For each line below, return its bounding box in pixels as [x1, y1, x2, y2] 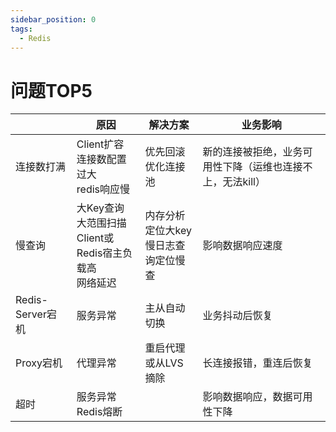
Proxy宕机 [15, 356, 63, 370]
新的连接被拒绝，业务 [202, 145, 303, 159]
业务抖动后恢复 [202, 309, 273, 323]
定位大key [144, 224, 192, 238]
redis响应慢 [76, 182, 131, 196]
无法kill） [222, 175, 266, 189]
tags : [10, 24, 33, 34]
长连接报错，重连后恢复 [202, 356, 313, 370]
